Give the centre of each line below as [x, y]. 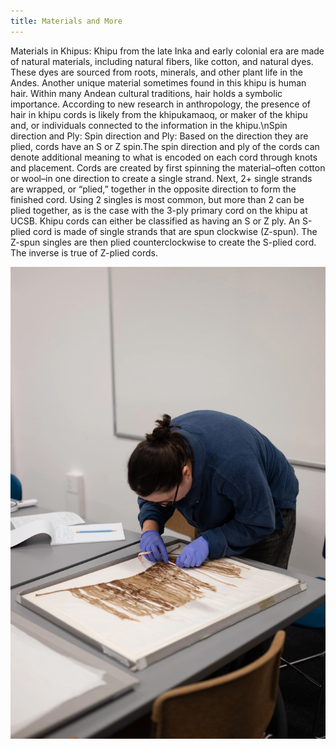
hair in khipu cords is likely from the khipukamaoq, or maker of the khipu [159, 114]
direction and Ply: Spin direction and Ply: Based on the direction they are [159, 136]
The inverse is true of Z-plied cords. [84, 252]
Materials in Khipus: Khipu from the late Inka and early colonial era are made [167, 51]
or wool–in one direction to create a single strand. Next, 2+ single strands [161, 178]
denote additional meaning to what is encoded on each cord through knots [164, 157]
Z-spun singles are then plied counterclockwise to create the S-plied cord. [163, 242]
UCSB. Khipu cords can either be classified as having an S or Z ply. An [155, 221]
